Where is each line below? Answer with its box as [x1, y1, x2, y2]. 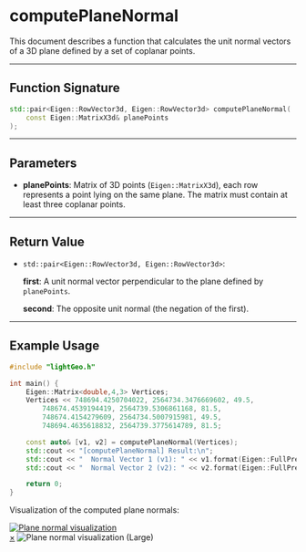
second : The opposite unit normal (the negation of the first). [22, 303, 249, 314]
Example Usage [9, 338, 100, 354]
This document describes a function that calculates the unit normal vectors [9, 36, 291, 47]
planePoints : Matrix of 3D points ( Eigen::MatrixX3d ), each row [22, 180, 259, 191]
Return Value [9, 234, 85, 249]
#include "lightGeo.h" [9, 362, 96, 371]
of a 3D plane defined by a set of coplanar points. [9, 45, 196, 56]
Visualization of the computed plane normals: [9, 505, 179, 516]
